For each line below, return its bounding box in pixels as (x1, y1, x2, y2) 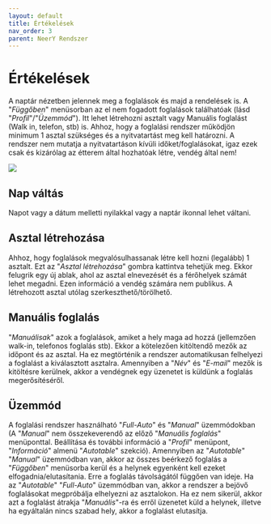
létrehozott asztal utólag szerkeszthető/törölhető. (8, 287, 172, 296)
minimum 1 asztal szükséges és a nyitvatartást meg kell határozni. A (8, 130, 235, 140)
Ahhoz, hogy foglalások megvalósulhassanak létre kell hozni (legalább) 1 (8, 253, 250, 262)
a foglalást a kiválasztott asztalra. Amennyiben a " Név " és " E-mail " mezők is (8, 358, 263, 368)
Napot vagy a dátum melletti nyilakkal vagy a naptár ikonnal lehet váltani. (8, 208, 252, 217)
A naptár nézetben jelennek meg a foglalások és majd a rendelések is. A (8, 96, 248, 106)
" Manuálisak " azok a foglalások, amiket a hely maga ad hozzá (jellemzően (8, 332, 256, 342)
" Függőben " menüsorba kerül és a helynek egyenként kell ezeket (8, 463, 226, 473)
